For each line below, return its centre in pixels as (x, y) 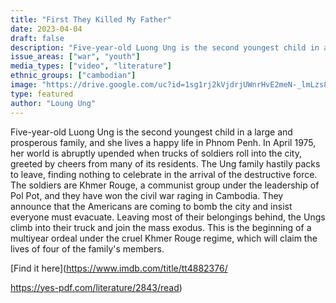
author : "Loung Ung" (53, 103)
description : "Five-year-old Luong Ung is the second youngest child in (165, 47)
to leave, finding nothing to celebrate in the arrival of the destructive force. (164, 174)
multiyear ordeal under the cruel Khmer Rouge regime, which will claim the (164, 238)
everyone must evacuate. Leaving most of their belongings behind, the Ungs (168, 217)
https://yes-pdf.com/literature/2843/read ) (96, 287)
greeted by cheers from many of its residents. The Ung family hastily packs (165, 163)
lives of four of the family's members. (87, 248)
